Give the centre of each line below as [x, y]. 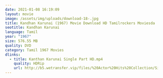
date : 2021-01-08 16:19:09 [32, 9]
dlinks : [13, 55]
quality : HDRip [29, 63]
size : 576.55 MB [21, 41]
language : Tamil [21, 32]
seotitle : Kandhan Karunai [32, 28]
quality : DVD [18, 46]
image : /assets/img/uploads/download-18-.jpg [52, 18]
